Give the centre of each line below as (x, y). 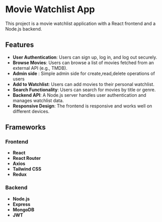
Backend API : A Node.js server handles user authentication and (79, 95)
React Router (27, 158)
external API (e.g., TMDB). (40, 68)
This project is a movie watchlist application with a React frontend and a (80, 23)
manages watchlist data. (38, 100)
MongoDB (23, 209)
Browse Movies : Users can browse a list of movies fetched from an (83, 63)
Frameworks (26, 128)
